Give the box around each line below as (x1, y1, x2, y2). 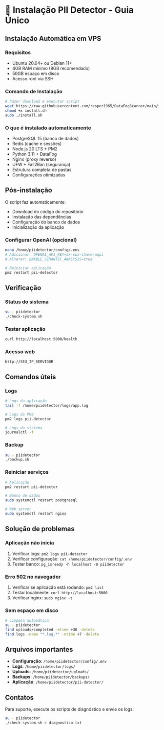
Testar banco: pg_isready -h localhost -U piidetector (12, 561, 124, 567)
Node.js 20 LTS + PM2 (12, 146, 58, 151)
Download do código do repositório (12, 208, 84, 215)
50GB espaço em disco (12, 71, 60, 76)
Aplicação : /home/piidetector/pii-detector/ (12, 679, 104, 685)
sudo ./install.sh (5, 113, 42, 118)
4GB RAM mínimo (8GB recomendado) (12, 65, 90, 71)
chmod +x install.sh (5, 108, 47, 113)
